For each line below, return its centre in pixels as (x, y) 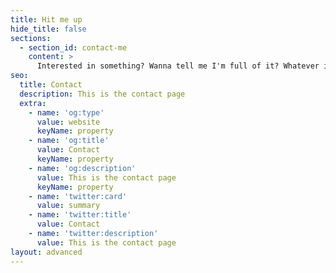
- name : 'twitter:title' (80, 215)
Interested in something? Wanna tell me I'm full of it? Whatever (178, 66)
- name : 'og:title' (69, 141)
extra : (33, 103)
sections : (31, 38)
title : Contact (51, 85)
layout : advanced (46, 252)
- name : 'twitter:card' (78, 196)
